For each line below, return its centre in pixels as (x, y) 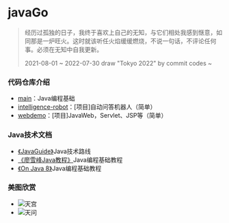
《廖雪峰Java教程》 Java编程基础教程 (70, 159)
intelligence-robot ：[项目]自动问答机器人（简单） (87, 107)
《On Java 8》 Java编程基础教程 (59, 168)
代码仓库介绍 (29, 82)
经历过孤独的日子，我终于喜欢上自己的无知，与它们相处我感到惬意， (120, 32)
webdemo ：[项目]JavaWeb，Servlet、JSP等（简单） (92, 116)
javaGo (28, 13)
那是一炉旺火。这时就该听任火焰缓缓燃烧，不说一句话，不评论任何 (123, 41)
